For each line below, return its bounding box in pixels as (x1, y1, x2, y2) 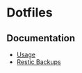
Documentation (6, 32, 76, 44)
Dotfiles (6, 5, 53, 21)
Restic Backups (16, 58, 62, 66)
